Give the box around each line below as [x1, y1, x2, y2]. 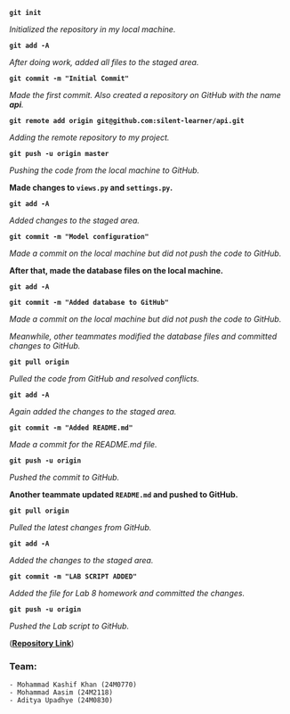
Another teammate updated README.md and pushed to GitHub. [9, 489, 238, 499]
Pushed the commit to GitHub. [9, 472, 120, 482]
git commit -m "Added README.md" [9, 423, 133, 432]
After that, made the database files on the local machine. [9, 266, 224, 275]
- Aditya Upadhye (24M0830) [9, 696, 114, 705]
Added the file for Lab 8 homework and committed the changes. [9, 588, 246, 598]
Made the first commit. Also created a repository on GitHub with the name [9, 90, 282, 100]
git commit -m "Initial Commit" [9, 74, 129, 83]
